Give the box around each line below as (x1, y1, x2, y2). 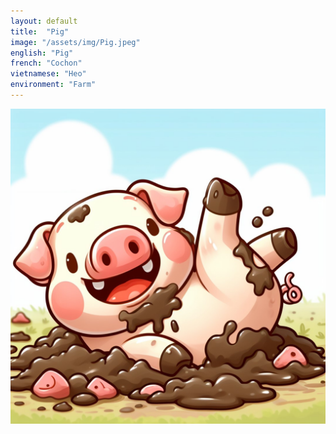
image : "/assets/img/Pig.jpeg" (10, 37, 141, 47)
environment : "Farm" (10, 80, 97, 90)
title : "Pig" (10, 26, 70, 37)
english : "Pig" (10, 48, 74, 58)
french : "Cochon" (10, 58, 83, 69)
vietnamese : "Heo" (10, 69, 87, 79)
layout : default (10, 16, 78, 26)
